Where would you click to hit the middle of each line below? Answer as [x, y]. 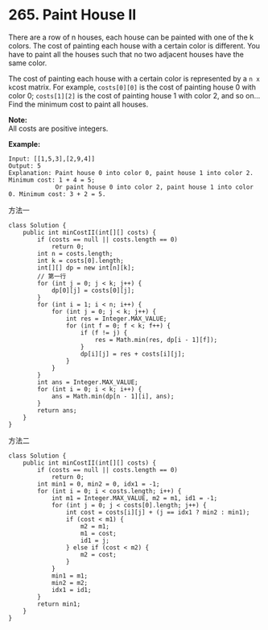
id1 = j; [95, 540]
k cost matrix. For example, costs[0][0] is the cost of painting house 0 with [132, 87]
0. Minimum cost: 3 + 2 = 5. [57, 194]
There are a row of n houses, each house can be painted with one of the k [131, 37]
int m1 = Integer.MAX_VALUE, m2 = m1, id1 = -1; [134, 498]
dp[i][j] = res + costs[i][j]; [132, 354]
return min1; [59, 604]
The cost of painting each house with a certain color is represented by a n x [134, 78]
